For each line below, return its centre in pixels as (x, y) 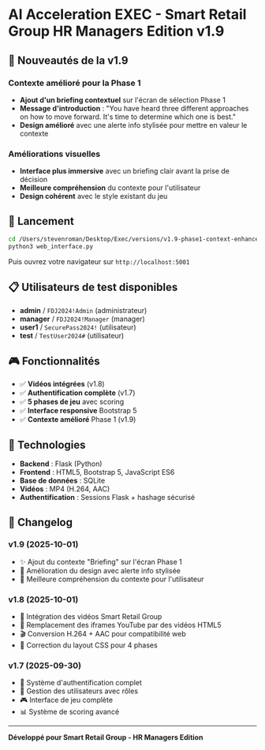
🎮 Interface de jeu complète (66, 700)
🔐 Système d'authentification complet (80, 683)
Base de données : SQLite (62, 481)
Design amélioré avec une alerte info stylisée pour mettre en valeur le (133, 125)
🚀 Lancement (41, 221)
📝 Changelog (41, 522)
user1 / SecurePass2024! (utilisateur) (78, 327)
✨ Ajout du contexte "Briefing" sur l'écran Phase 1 (101, 562)
